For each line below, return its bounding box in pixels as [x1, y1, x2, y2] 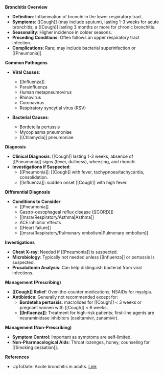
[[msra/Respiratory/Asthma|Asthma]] [19, 214, 94, 220]
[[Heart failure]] [19, 225, 51, 230]
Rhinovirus [19, 94, 41, 100]
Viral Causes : [12, 69, 41, 75]
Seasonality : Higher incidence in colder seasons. [12, 29, 112, 35]
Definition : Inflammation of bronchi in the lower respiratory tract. [12, 14, 143, 19]
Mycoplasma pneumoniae [19, 129, 72, 135]
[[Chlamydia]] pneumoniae [19, 135, 73, 140]
